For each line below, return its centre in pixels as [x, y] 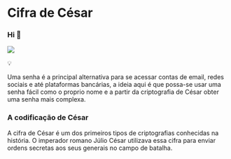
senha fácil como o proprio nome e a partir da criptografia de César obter [113, 92]
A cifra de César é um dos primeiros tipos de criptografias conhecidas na [113, 133]
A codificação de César [48, 118]
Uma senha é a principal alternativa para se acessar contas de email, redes [115, 77]
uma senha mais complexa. [47, 99]
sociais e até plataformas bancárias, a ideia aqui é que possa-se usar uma [114, 85]
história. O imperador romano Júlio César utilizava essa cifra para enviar [111, 140]
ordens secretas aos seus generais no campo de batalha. [90, 148]
